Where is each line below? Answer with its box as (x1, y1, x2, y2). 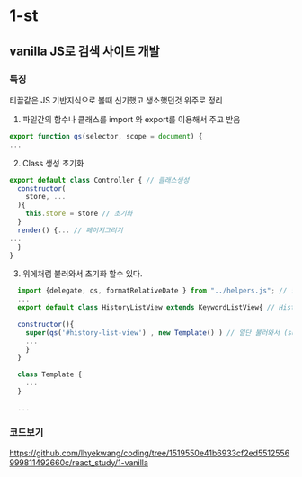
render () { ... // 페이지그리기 (17, 226, 123, 235)
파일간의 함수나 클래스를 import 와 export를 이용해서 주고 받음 (22, 113, 241, 124)
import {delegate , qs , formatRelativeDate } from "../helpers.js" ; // (17, 286, 288, 295)
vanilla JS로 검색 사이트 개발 (9, 43, 160, 58)
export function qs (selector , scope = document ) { (9, 131, 203, 140)
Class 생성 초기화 (22, 157, 84, 168)
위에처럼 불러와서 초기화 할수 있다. (22, 268, 143, 279)
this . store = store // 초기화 (25, 209, 133, 219)
